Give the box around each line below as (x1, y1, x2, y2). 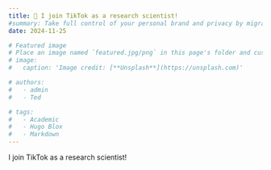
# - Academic (8, 115, 60, 123)
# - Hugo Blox (8, 122, 63, 131)
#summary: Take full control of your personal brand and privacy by (8, 19, 244, 27)
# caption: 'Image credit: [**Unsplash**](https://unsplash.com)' (8, 64, 244, 73)
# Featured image (8, 41, 67, 49)
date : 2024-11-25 (8, 27, 67, 35)
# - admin (8, 85, 48, 93)
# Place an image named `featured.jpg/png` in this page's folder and (8, 49, 251, 57)
